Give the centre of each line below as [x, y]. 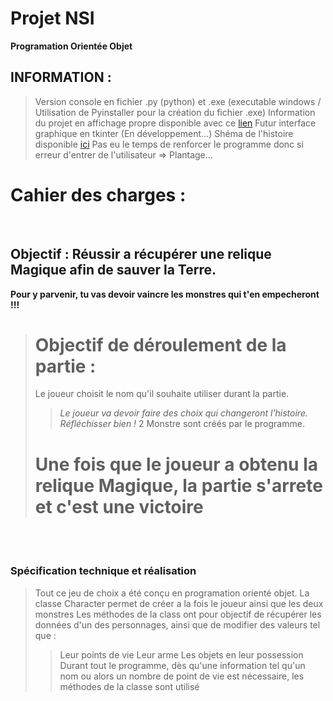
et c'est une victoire [119, 506]
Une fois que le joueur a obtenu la [176, 464]
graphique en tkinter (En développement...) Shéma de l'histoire [164, 133]
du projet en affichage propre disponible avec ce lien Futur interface [175, 123]
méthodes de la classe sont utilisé [129, 686]
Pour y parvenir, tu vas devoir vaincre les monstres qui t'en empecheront [165, 294]
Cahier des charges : [98, 194]
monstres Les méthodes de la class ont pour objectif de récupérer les [178, 614]
